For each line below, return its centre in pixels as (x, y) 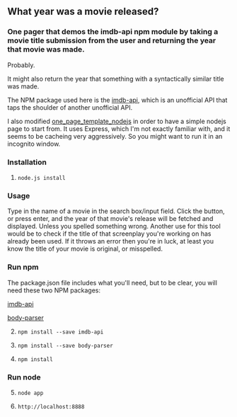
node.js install (41, 178)
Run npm (23, 267)
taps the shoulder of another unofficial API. (70, 107)
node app (30, 393)
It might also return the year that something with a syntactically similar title (116, 79)
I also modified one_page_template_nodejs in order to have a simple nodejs (117, 121)
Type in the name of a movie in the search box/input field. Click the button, (116, 211)
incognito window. (34, 144)
